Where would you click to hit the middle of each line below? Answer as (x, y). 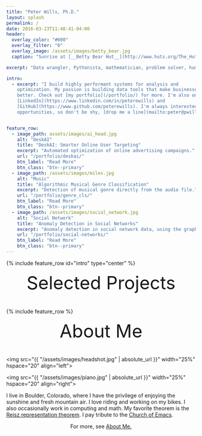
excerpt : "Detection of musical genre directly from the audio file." (107, 190)
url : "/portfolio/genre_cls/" (55, 196)
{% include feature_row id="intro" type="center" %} (71, 263)
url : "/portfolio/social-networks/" (63, 235)
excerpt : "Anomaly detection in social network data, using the (99, 229)
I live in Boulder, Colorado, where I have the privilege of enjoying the (91, 396)
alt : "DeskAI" (35, 139)
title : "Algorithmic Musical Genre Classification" (83, 185)
